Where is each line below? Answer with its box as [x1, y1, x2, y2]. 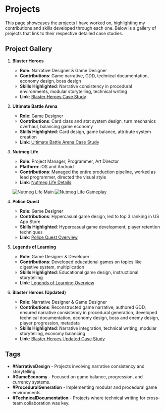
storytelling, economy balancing [19, 330, 86, 336]
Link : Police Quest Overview [19, 234, 78, 240]
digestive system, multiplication [19, 264, 84, 270]
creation [19, 134, 37, 139]
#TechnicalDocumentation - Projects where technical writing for [12, 395, 146, 401]
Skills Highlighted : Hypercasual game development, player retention [19, 224, 160, 229]
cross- [146, 395, 160, 401]
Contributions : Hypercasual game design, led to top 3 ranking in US [19, 213, 160, 219]
